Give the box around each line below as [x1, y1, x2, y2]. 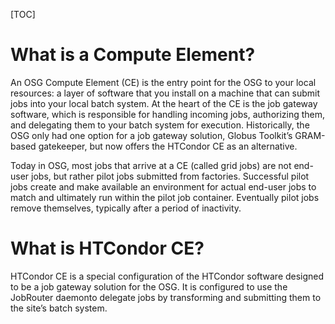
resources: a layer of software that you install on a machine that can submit [10, 87, 321, 99]
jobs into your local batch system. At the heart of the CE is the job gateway [10, 97, 318, 109]
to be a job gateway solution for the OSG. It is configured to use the [10, 280, 288, 293]
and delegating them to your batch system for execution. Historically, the [10, 119, 310, 131]
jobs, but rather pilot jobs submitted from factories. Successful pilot [31, 170, 310, 182]
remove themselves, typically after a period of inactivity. [10, 202, 242, 214]
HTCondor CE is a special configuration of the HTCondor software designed [10, 270, 325, 282]
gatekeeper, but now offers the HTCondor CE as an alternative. [38, 140, 298, 152]
